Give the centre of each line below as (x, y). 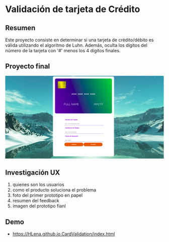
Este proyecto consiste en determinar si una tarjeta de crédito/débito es (79, 40)
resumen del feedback (36, 201)
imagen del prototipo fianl (39, 206)
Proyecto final (28, 66)
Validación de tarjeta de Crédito (73, 9)
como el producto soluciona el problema (54, 190)
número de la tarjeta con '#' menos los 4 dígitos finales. (63, 51)
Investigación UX (33, 173)
